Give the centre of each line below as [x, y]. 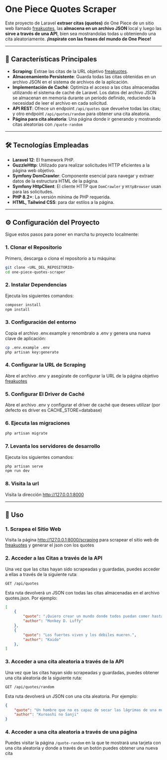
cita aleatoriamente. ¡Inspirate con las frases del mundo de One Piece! [78, 39]
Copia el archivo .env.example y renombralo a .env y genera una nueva [78, 333]
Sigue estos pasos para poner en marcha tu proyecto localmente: [72, 234]
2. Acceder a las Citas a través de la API [54, 558]
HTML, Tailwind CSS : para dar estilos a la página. [63, 202]
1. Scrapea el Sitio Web [33, 529]
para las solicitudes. [33, 191]
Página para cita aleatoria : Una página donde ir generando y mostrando [86, 119]
